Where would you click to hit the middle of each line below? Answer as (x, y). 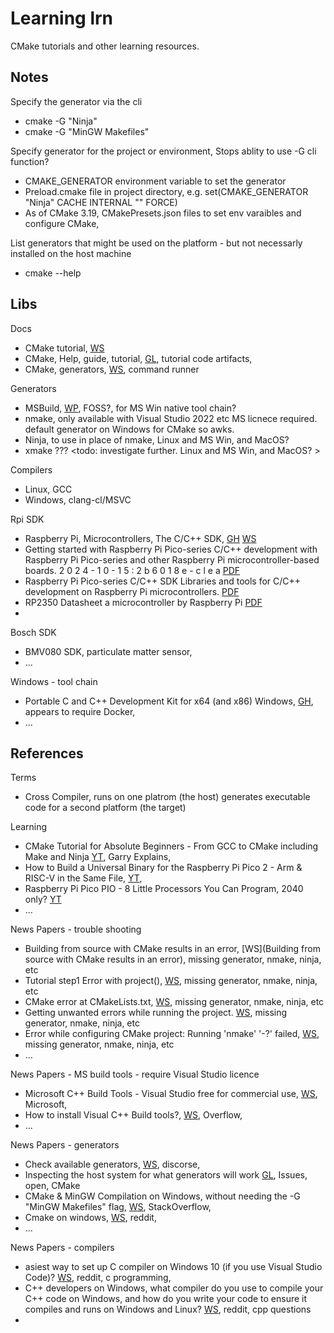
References (47, 753)
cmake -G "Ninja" (61, 121)
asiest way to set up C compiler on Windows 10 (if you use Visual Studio (173, 1267)
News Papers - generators (65, 1145)
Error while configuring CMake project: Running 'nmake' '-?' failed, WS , (172, 1034)
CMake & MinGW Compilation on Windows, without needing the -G (162, 1196)
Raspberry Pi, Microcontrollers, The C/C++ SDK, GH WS (140, 538)
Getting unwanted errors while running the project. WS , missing (156, 1013)
